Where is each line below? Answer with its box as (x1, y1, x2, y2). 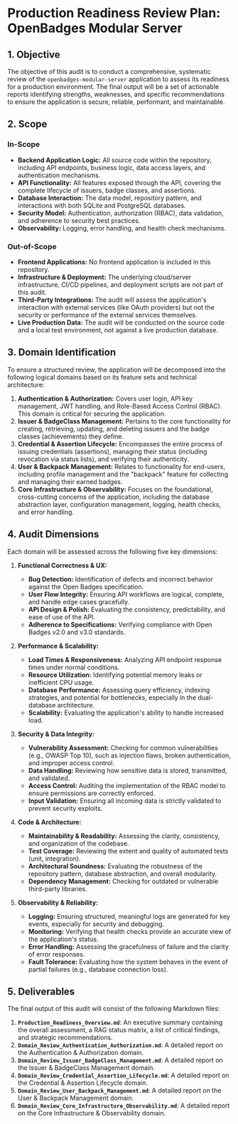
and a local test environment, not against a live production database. (17, 325, 219, 334)
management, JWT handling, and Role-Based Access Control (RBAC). (17, 401, 222, 410)
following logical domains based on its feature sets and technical (7, 372, 198, 382)
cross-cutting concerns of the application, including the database (17, 493, 210, 501)
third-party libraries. (28, 884, 87, 893)
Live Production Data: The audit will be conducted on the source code (17, 318, 225, 327)
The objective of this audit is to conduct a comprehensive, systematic (7, 68, 211, 75)
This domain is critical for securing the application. (17, 409, 166, 418)
